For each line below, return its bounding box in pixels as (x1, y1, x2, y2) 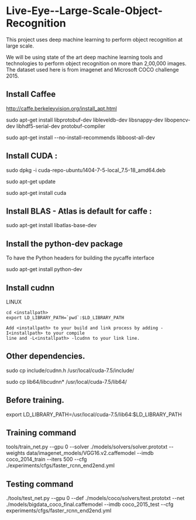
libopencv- (164, 116, 191, 123)
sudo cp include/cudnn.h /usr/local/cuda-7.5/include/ (6, 367, 135, 374)
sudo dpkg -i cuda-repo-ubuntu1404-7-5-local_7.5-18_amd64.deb (6, 166, 166, 174)
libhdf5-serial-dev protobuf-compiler (16, 122, 106, 130)
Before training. (6, 395, 64, 406)
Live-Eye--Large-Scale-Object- (6, 4, 163, 18)
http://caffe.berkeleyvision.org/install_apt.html (6, 104, 117, 112)
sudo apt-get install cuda (6, 189, 67, 196)
